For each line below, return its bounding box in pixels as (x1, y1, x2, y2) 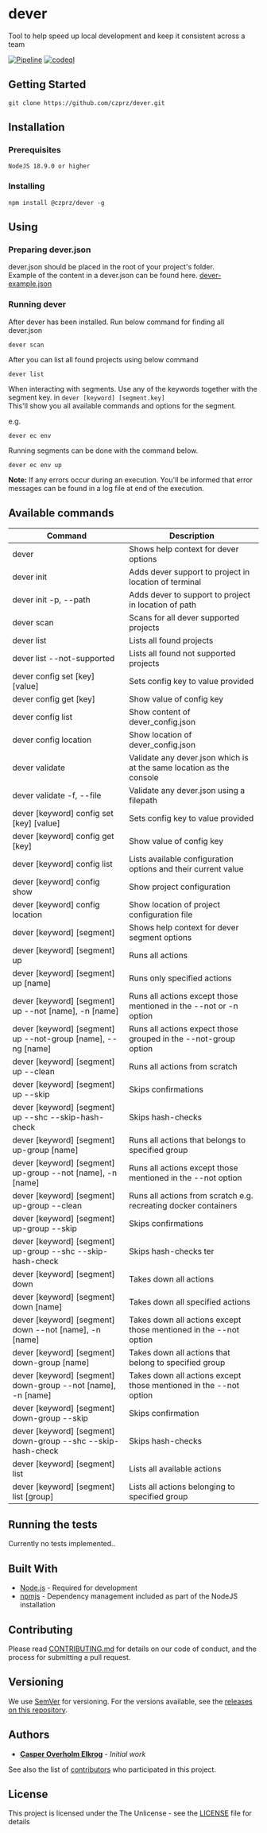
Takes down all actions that (129, 1347, 230, 1358)
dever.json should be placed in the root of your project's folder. (8, 262, 215, 272)
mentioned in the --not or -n (129, 1000, 238, 1011)
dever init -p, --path (12, 594, 91, 605)
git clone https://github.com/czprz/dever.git (8, 99, 165, 107)
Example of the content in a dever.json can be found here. (8, 271, 198, 280)
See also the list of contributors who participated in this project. (8, 1765, 217, 1774)
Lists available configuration (129, 853, 234, 864)
